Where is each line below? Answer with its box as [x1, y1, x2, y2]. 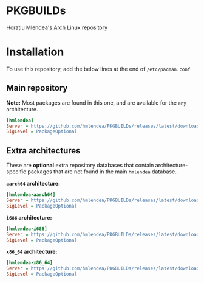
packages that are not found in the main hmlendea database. [27, 168, 177, 175]
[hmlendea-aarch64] [6, 192, 56, 198]
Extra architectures [6, 145, 81, 156]
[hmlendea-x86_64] [6, 260, 53, 266]
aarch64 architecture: [6, 180, 61, 187]
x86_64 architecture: [6, 248, 58, 256]
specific [6, 168, 27, 175]
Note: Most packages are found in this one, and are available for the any [6, 99, 187, 107]
